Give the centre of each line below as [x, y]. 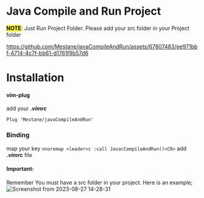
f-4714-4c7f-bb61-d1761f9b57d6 [47, 53]
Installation [35, 78]
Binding [18, 135]
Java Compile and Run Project [84, 11]
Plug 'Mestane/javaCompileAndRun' [50, 120]
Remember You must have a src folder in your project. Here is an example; [100, 182]
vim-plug [18, 95]
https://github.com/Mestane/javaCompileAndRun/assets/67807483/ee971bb [102, 46]
